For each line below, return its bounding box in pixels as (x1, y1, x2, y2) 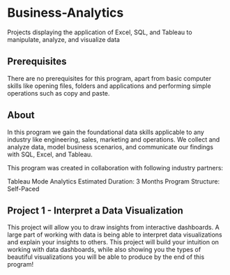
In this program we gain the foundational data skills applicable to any (7, 128, 204, 136)
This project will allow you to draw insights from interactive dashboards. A (7, 223, 220, 232)
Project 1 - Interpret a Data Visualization (7, 205, 183, 216)
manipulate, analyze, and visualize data (7, 35, 121, 43)
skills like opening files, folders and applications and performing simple (7, 82, 211, 90)
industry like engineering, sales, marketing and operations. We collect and (7, 135, 220, 144)
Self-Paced (7, 184, 40, 193)
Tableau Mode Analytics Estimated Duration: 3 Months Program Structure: (7, 177, 220, 186)
